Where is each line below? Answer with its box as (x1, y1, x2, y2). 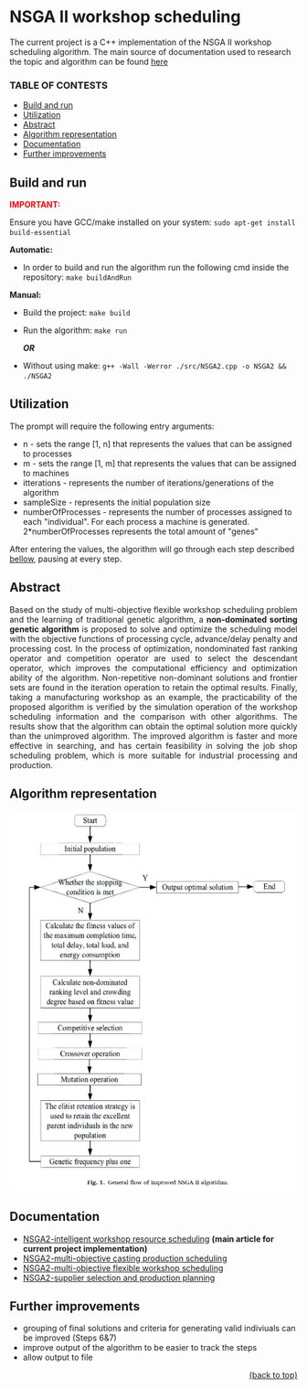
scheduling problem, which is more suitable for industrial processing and (9, 750, 298, 761)
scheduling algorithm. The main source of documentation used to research (9, 46, 291, 57)
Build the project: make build (22, 307, 131, 318)
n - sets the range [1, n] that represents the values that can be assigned (22, 438, 292, 449)
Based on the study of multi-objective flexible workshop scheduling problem (9, 604, 298, 614)
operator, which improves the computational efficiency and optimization (9, 662, 298, 673)
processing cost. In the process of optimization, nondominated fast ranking (9, 643, 298, 654)
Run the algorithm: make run (22, 325, 128, 336)
